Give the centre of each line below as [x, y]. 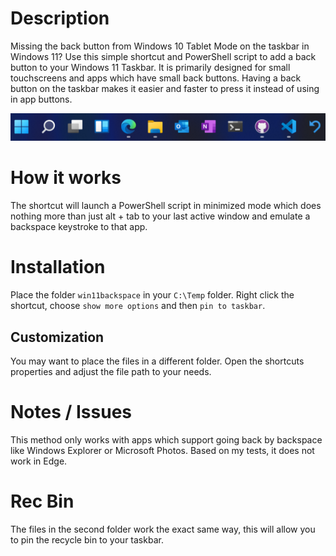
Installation [58, 267]
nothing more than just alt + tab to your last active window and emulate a [160, 216]
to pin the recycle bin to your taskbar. [87, 539]
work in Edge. [39, 461]
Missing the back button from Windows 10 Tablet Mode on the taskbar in [160, 46]
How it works [66, 178]
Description [60, 18]
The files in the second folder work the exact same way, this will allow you [163, 529]
